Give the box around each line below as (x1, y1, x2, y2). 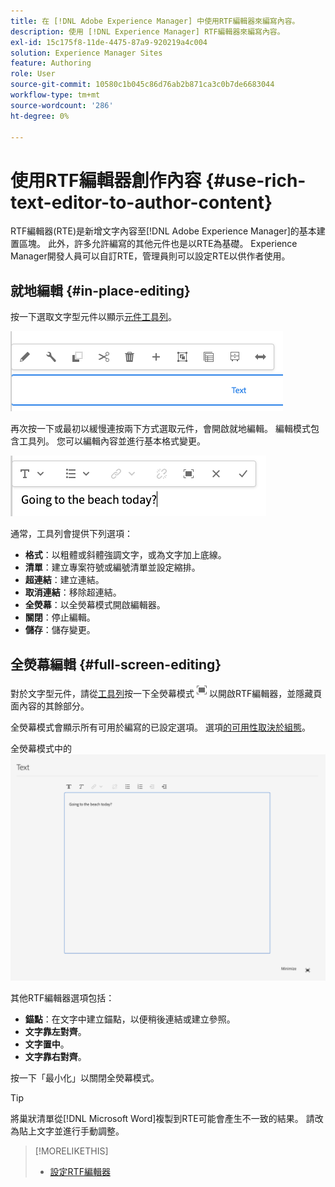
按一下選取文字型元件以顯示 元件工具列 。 (10, 311, 177, 323)
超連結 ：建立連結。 (24, 574, 105, 586)
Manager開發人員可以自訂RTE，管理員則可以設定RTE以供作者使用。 (10, 250, 291, 262)
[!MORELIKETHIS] (34, 1145, 109, 1157)
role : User (10, 69, 56, 79)
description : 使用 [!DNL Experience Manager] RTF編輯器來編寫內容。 (10, 26, 285, 37)
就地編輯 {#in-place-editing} (10, 282, 191, 299)
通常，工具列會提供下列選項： (10, 528, 133, 540)
